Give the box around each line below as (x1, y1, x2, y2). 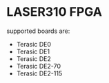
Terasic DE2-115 (16, 69, 63, 78)
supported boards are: (6, 27, 70, 35)
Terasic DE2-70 (16, 62, 61, 70)
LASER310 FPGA (6, 4, 103, 20)
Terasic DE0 (16, 40, 52, 48)
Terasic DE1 (16, 47, 50, 56)
